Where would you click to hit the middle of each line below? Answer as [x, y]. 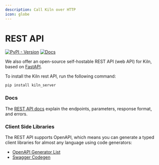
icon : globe [17, 14]
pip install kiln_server [31, 85]
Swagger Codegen [31, 157]
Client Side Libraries [30, 127]
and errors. [16, 114]
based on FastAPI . [24, 67]
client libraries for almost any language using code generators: [69, 142]
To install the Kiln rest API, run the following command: [61, 76]
